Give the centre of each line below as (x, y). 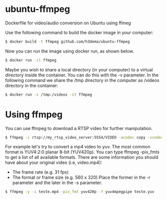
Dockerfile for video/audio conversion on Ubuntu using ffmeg (68, 23)
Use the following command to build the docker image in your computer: (79, 32)
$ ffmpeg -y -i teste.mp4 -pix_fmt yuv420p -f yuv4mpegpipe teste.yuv (80, 192)
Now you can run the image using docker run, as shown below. (70, 51)
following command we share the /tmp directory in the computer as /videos (82, 80)
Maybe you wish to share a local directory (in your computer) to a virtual (79, 69)
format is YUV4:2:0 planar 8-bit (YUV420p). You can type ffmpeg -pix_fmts (83, 152)
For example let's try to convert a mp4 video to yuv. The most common (78, 147)
